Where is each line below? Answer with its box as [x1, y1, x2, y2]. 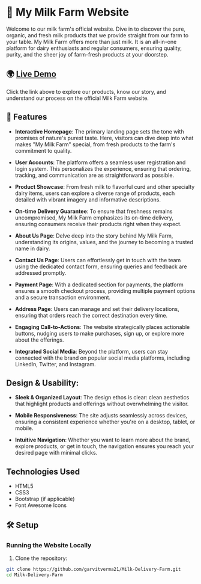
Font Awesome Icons [14, 502, 67, 509]
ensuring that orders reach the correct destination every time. [14, 312, 168, 319]
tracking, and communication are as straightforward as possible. [14, 171, 175, 179]
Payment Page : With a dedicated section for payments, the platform [14, 281, 184, 288]
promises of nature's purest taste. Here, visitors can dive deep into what [14, 134, 194, 141]
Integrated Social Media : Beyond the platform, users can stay [14, 348, 168, 355]
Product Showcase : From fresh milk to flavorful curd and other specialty [14, 183, 195, 190]
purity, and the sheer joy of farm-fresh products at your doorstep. [6, 51, 169, 58]
